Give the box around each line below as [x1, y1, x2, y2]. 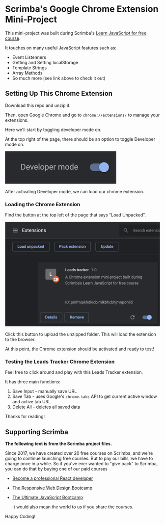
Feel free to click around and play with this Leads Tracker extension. [5, 369, 143, 375]
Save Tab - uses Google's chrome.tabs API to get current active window [12, 393, 157, 399]
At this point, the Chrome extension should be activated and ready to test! [5, 346, 155, 352]
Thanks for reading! [5, 414, 45, 419]
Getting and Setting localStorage [12, 59, 79, 65]
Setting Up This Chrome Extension [5, 89, 113, 98]
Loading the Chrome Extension [5, 201, 81, 208]
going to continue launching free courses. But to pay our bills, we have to [5, 455, 153, 462]
